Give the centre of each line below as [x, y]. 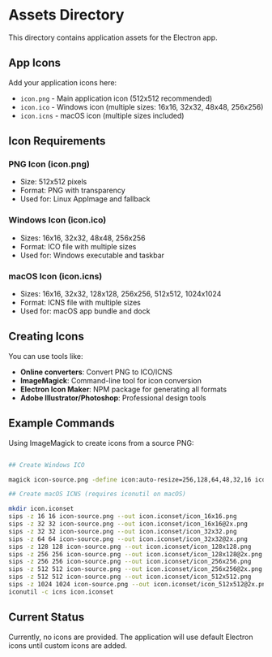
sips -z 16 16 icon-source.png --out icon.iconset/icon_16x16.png [123, 517]
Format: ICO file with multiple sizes [78, 246]
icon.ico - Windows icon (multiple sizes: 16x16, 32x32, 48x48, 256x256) [142, 106]
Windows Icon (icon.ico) [57, 220]
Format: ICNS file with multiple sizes [81, 303]
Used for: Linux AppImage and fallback [85, 199]
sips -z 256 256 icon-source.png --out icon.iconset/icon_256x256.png [130, 562]
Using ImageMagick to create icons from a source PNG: [101, 443]
